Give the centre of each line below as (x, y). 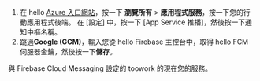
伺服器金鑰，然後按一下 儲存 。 (68, 52)
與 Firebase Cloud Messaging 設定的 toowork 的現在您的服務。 (110, 68)
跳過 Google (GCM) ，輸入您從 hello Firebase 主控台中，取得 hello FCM (134, 42)
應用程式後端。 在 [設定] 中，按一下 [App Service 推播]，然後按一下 (136, 22)
